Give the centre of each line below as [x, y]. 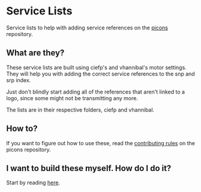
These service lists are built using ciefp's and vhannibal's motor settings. [97, 67]
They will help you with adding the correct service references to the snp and [100, 74]
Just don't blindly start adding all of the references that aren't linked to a [95, 92]
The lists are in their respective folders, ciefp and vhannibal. [80, 110]
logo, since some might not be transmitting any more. [72, 98]
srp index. [19, 80]
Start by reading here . [33, 183]
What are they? [35, 53]
